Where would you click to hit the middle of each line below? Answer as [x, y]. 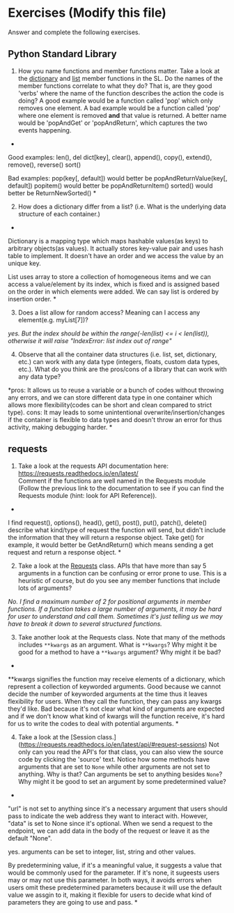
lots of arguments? [45, 588]
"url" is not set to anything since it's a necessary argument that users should [118, 808]
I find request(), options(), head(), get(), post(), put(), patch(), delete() [108, 522]
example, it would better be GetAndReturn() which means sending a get [111, 545]
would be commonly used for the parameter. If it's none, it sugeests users [114, 873]
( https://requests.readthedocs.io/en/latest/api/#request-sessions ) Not [118, 744]
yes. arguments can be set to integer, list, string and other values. [102, 852]
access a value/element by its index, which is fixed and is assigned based [114, 284]
